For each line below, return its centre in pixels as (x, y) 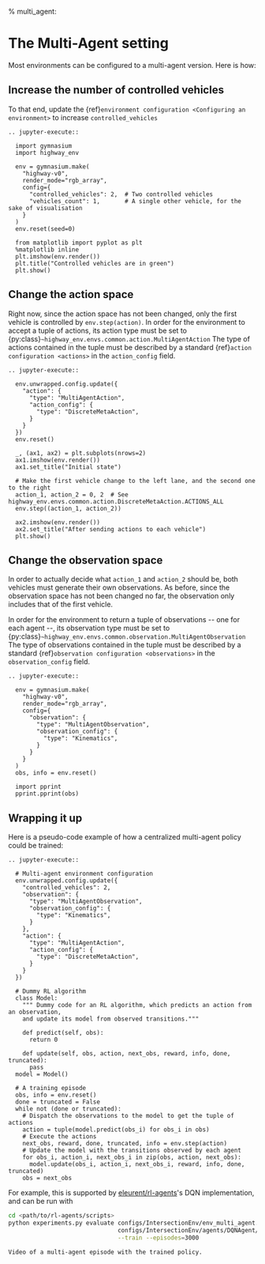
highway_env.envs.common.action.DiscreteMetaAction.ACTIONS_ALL (116, 501)
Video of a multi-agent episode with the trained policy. (105, 1252)
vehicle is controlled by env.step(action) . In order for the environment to (127, 322)
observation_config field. (49, 662)
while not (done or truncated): (69, 1109)
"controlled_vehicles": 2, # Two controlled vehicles (121, 194)
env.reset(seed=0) (46, 228)
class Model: (37, 998)
